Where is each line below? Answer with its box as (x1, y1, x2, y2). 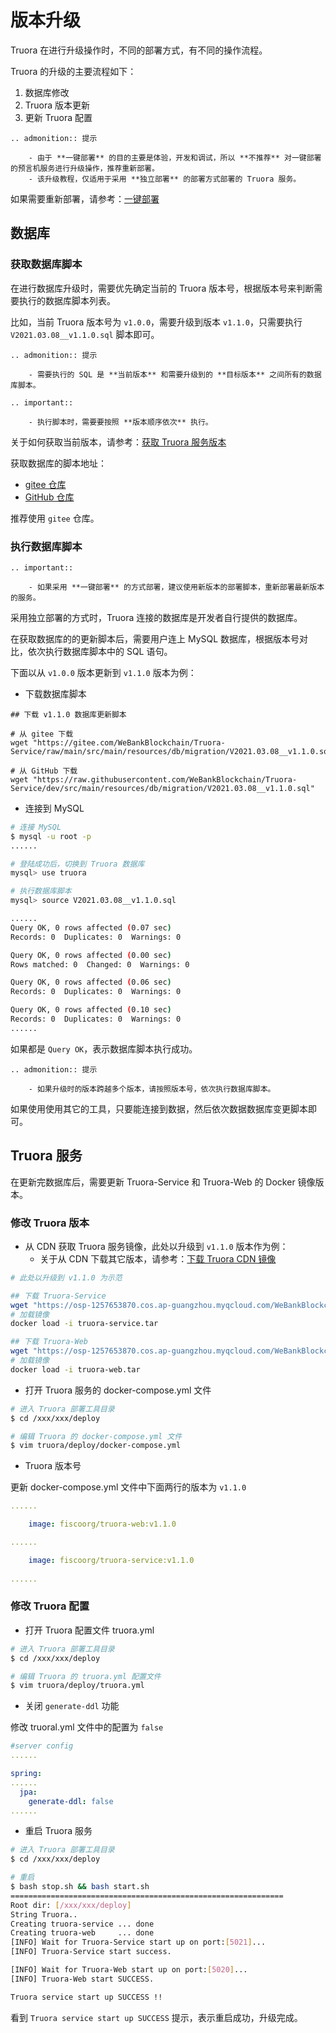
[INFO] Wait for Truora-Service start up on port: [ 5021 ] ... (10, 1937, 267, 1948)
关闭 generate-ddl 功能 (24, 1700, 120, 1712)
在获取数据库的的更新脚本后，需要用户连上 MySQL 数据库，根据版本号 (10, 632, 300, 645)
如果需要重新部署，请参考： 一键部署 (10, 192, 160, 205)
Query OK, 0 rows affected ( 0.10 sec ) (10, 1005, 172, 1015)
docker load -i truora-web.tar (10, 1364, 141, 1375)
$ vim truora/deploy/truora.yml (10, 1681, 145, 1691)
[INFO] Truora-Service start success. (10, 1947, 172, 1957)
